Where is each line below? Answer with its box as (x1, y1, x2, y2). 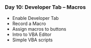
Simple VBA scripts (12, 37, 53, 43)
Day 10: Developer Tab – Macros (5, 4, 86, 11)
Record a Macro (12, 20, 47, 27)
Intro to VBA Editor (12, 32, 52, 38)
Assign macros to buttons (12, 26, 67, 32)
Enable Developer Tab (12, 15, 59, 21)
